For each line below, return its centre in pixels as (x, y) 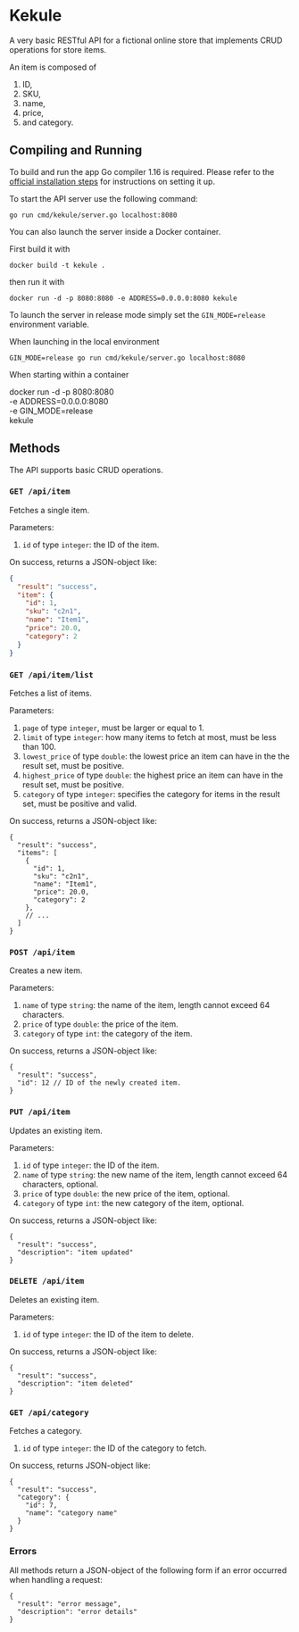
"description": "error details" (78, 1612)
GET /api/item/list (51, 674)
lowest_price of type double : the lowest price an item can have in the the (156, 756)
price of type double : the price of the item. (100, 1024)
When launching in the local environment (84, 341)
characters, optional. (60, 1184)
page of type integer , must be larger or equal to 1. (113, 728)
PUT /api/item (40, 1112)
